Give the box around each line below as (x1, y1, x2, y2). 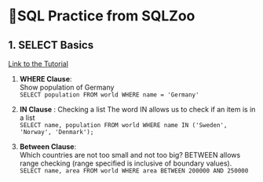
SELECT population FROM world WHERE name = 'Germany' (19, 91, 199, 99)
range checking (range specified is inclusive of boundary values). (19, 158, 232, 168)
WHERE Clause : (19, 75, 72, 83)
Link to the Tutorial (8, 59, 69, 68)
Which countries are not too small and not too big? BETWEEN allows (19, 151, 241, 159)
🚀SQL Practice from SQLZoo (8, 7, 195, 25)
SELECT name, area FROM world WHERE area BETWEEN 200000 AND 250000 (19, 167, 249, 175)
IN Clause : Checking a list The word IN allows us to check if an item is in (19, 105, 256, 114)
